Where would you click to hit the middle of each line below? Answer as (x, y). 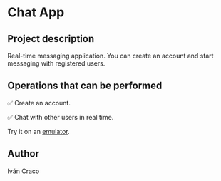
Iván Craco (24, 171)
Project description (51, 39)
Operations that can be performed (85, 86)
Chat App (36, 12)
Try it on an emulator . (38, 131)
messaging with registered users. (56, 63)
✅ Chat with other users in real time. (61, 117)
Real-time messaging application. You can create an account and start (110, 56)
